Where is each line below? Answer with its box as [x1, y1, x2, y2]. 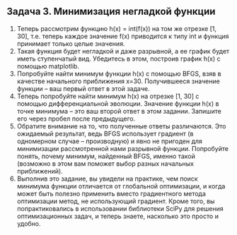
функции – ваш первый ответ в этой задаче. [16, 84, 150, 92]
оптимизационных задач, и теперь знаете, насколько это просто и [16, 212, 219, 220]
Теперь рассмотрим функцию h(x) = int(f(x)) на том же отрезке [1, [16, 24, 217, 32]
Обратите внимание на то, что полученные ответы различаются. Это [16, 121, 226, 130]
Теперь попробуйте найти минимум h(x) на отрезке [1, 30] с [16, 92, 200, 100]
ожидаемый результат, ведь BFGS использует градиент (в [16, 129, 194, 138]
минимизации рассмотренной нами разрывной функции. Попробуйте [16, 144, 229, 152]
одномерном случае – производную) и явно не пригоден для [16, 137, 203, 145]
